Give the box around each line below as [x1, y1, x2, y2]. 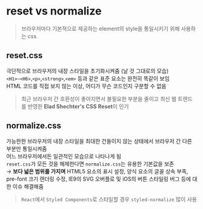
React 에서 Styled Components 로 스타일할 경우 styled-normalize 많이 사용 [21, 195, 197, 203]
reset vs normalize [6, 4, 102, 18]
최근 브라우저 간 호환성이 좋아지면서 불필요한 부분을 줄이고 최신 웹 [21, 95, 177, 102]
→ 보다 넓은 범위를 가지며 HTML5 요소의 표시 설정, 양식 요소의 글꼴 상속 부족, [6, 167, 188, 175]
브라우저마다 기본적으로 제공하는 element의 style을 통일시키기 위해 [21, 25, 180, 32]
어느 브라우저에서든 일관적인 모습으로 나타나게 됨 [6, 152, 122, 159]
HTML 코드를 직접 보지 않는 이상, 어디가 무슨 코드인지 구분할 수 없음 [6, 82, 167, 89]
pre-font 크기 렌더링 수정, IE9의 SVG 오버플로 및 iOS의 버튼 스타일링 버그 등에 [6, 175, 191, 182]
